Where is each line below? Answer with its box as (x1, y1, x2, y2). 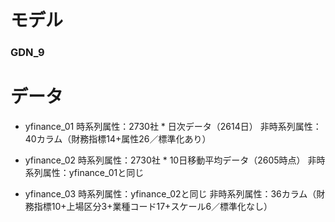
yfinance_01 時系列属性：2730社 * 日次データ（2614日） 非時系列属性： (24, 121, 322, 133)
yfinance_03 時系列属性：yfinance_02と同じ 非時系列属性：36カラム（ (24, 188, 317, 200)
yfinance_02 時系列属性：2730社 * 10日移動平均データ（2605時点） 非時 (24, 154, 326, 166)
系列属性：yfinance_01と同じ (24, 167, 145, 179)
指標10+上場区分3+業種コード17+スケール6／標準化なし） (33, 201, 273, 213)
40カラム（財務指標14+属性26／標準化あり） (24, 133, 212, 145)
